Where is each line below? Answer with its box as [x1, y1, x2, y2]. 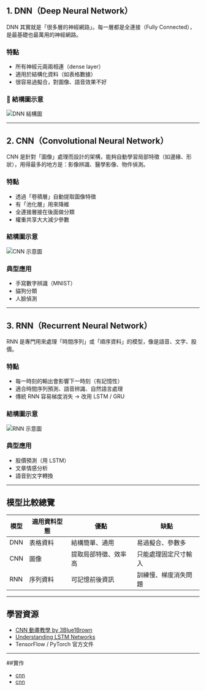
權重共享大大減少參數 [15, 215, 69, 223]
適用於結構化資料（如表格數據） [15, 71, 96, 78]
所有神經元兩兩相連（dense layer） [15, 63, 104, 71]
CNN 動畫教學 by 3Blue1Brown [15, 627, 93, 634]
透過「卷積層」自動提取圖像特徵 [15, 193, 96, 200]
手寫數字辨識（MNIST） [15, 280, 76, 287]
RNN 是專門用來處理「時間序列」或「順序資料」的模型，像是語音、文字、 [6, 338, 192, 345]
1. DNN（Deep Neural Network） [6, 6, 133, 17]
